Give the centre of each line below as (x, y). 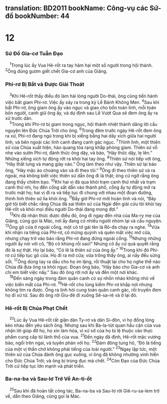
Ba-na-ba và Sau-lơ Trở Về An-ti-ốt (49, 379)
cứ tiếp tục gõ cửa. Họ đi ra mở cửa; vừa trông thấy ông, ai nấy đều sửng (85, 255)
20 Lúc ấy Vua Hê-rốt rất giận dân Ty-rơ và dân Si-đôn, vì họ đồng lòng (82, 319)
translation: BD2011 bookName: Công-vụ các (77, 8)
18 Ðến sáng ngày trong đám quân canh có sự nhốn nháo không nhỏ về (82, 278)
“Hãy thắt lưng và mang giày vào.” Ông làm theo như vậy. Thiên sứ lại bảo (81, 164)
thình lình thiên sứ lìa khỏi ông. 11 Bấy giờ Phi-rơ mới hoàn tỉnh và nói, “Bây (81, 198)
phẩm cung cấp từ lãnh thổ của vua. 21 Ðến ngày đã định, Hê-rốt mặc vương (83, 336)
